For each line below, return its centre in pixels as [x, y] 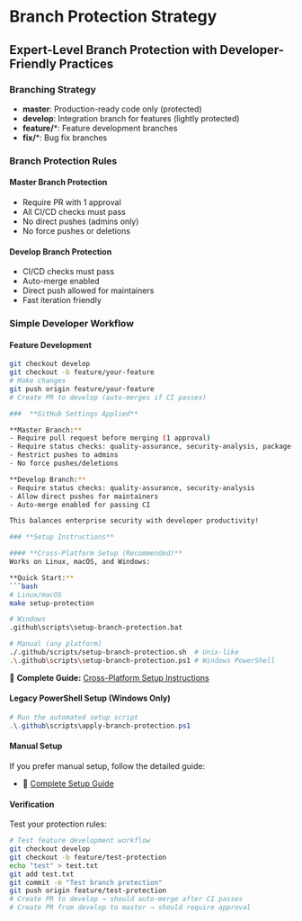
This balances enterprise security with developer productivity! [134, 521]
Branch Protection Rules [63, 161]
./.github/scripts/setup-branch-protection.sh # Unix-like [124, 653]
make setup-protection [52, 603]
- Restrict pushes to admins [64, 455]
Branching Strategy [53, 89]
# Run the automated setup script [74, 718]
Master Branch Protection [58, 183]
